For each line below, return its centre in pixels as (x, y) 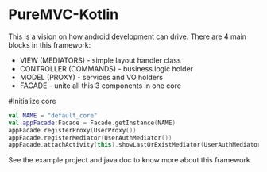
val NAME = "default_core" (53, 115)
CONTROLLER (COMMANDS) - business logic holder (106, 68)
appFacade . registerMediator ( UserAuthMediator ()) (90, 138)
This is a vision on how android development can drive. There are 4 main (128, 36)
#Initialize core (33, 101)
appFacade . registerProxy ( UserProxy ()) (72, 130)
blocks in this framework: (50, 44)
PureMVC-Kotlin (64, 15)
